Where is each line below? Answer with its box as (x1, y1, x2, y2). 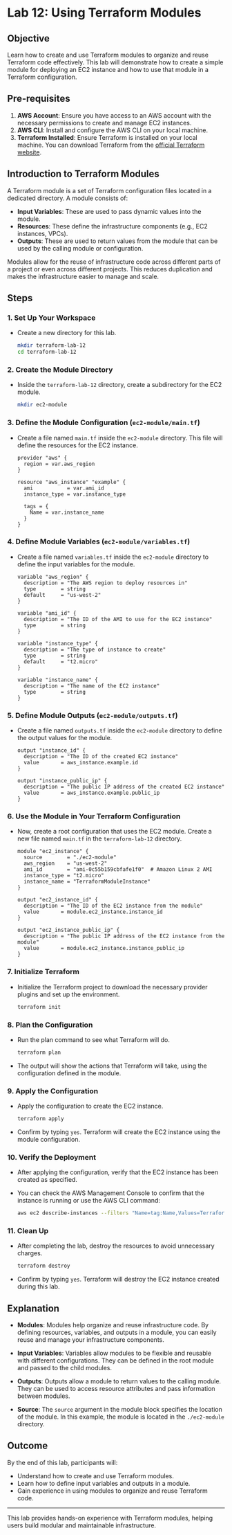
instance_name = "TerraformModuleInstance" (23, 878, 151, 886)
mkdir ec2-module (17, 402, 68, 409)
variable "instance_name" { (17, 676, 98, 683)
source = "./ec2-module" (23, 854, 117, 861)
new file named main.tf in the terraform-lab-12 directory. (17, 834, 182, 843)
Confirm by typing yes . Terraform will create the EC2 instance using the (17, 1127, 221, 1136)
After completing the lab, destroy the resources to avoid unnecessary (17, 1241, 215, 1250)
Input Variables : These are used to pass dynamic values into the (17, 207, 202, 215)
